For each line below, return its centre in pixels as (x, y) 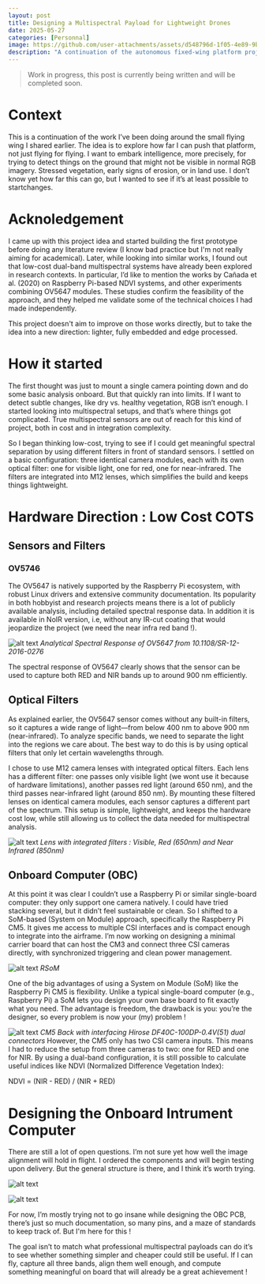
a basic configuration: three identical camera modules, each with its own (126, 460)
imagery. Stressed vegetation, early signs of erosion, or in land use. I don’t (129, 170)
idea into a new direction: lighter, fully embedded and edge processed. (123, 332)
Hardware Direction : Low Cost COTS (131, 517)
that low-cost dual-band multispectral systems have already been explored (130, 266)
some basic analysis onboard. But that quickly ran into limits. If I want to (125, 394)
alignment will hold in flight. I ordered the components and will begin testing (131, 1160)
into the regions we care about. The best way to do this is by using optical (128, 744)
